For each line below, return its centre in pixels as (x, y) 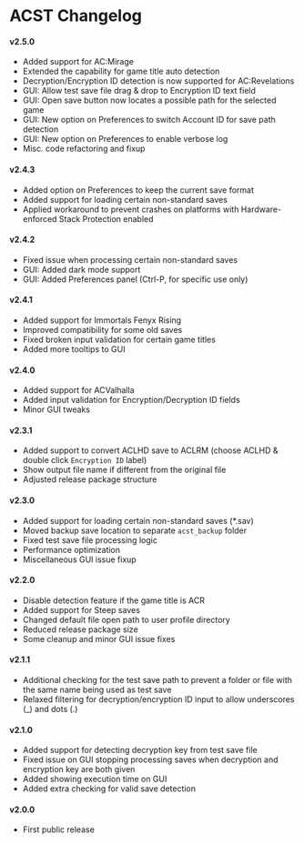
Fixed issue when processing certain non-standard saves (130, 259)
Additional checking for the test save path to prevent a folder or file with (157, 680)
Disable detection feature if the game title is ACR (113, 600)
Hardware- (261, 209)
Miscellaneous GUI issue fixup (79, 559)
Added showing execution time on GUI (95, 779)
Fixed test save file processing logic (90, 540)
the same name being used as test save (97, 690)
